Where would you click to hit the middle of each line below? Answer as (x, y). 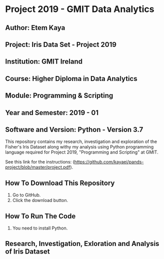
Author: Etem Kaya (35, 28)
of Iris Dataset (27, 252)
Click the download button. (40, 200)
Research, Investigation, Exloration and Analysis (82, 244)
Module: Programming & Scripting (59, 96)
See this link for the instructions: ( (40, 162)
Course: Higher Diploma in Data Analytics (71, 78)
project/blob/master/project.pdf (38, 167)
